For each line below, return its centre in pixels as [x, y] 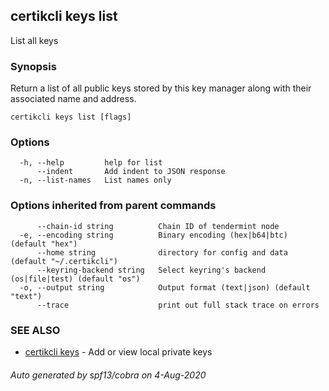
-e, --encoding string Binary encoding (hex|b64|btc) [153, 235]
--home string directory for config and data [162, 252]
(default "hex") [44, 244]
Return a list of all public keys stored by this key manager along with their [161, 88]
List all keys [34, 40]
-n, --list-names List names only [95, 180]
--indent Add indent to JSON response [131, 172]
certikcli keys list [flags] [71, 117]
